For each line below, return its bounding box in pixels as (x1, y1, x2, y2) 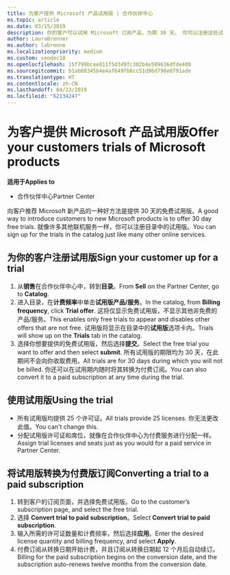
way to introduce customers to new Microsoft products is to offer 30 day (7, 214, 212, 223)
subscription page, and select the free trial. (16, 505, 139, 514)
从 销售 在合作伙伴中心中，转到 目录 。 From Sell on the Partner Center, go (16, 282, 220, 290)
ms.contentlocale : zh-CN (7, 80, 78, 87)
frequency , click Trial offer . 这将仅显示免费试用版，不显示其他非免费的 (16, 306, 218, 315)
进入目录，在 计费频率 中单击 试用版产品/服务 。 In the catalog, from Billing (16, 297, 220, 306)
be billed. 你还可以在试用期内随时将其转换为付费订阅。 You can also (16, 365, 207, 374)
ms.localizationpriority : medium (7, 49, 103, 56)
